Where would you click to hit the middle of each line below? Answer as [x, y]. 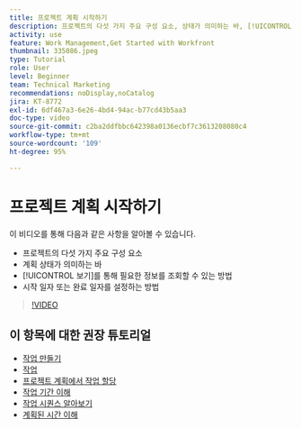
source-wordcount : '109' [56, 143]
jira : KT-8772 [36, 101]
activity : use [36, 34]
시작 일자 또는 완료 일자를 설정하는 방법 [91, 287]
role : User [30, 68]
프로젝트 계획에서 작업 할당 [69, 381]
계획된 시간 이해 [50, 414]
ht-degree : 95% [38, 151]
